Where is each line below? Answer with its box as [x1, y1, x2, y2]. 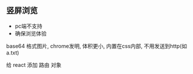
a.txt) [6, 49, 20, 56]
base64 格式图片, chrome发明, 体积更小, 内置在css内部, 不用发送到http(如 [6, 42, 187, 49]
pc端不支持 [14, 22, 43, 30]
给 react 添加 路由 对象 [6, 61, 62, 68]
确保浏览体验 [14, 30, 47, 37]
